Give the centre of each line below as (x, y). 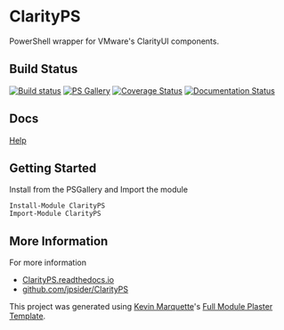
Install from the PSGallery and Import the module (99, 190)
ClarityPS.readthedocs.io (68, 280)
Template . (28, 316)
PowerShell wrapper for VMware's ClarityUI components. (114, 41)
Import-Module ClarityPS (55, 214)
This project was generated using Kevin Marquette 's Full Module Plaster (141, 307)
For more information (48, 263)
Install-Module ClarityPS (57, 206)
